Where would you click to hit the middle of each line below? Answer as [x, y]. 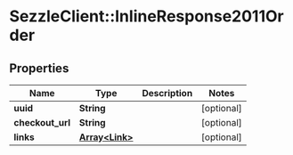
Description [167, 93]
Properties [39, 68]
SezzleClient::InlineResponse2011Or [146, 16]
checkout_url [42, 122]
